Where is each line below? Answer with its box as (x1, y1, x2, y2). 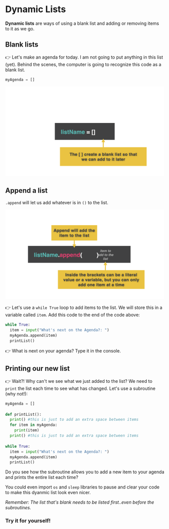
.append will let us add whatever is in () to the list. (5, 199, 108, 205)
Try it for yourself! (5, 517, 51, 524)
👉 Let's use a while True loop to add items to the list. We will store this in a (5, 304, 162, 311)
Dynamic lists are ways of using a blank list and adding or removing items (5, 20, 159, 26)
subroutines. (5, 505, 31, 511)
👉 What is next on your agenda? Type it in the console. (5, 347, 121, 354)
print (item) (14, 428, 39, 433)
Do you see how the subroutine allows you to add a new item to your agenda (5, 469, 164, 475)
